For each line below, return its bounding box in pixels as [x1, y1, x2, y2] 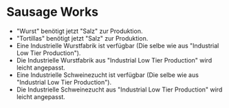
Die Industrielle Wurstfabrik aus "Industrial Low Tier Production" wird [16, 56, 212, 64]
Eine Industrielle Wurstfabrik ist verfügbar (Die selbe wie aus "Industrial [16, 41, 219, 50]
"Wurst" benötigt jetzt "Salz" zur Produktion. [16, 27, 143, 35]
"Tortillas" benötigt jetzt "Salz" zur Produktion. [16, 34, 149, 42]
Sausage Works [6, 4, 99, 20]
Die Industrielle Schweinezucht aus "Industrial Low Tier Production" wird [16, 85, 223, 94]
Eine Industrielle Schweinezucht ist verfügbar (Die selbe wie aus [16, 70, 199, 79]
